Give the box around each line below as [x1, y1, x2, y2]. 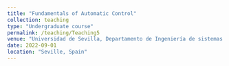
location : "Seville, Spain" [7, 49, 88, 56]
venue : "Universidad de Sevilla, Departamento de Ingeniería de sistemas [7, 36, 223, 43]
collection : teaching [7, 16, 69, 23]
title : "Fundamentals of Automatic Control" [7, 10, 137, 17]
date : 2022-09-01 [7, 42, 57, 49]
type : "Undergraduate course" [7, 23, 94, 30]
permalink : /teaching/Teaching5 [7, 29, 100, 36]
